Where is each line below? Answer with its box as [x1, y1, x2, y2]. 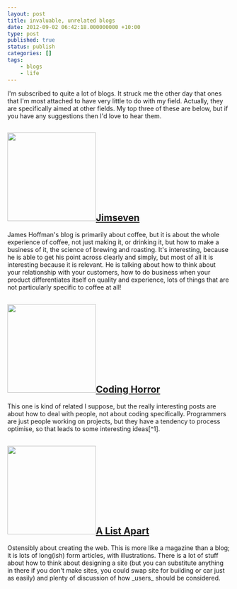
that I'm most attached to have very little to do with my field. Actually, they [7, 96, 224, 105]
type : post [7, 30, 40, 38]
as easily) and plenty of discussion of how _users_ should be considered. [7, 573, 221, 582]
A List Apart [96, 525, 150, 537]
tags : [7, 57, 23, 64]
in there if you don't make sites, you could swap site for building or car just [7, 566, 225, 574]
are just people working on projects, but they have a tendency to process [7, 417, 221, 425]
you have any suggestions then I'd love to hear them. [7, 111, 162, 120]
